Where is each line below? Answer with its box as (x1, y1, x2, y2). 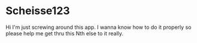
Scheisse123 (5, 4, 70, 18)
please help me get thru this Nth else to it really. (5, 29, 124, 37)
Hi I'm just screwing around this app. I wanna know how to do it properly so (5, 24, 192, 31)
